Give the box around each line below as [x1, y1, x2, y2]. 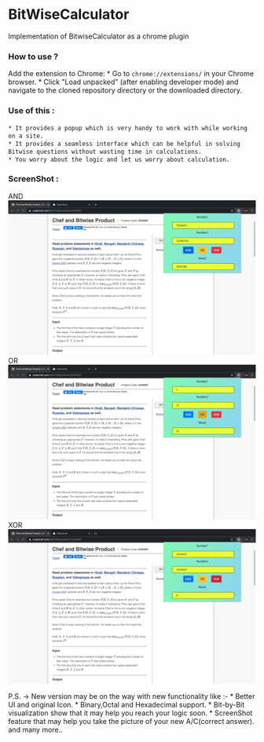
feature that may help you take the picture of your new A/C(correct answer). [8, 716, 255, 726]
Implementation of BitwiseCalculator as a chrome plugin [8, 31, 189, 41]
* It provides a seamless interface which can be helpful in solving [8, 140, 241, 148]
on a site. [8, 132, 44, 140]
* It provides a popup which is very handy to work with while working [8, 124, 247, 132]
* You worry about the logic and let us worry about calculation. [8, 155, 230, 163]
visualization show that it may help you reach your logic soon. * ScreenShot [8, 708, 253, 718]
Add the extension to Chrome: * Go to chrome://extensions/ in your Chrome [8, 69, 254, 79]
